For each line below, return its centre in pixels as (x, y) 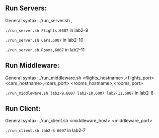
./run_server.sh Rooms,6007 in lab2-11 (45, 49)
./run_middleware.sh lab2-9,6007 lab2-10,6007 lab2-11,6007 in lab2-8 (79, 93)
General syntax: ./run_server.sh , (39, 20)
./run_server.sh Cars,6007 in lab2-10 (44, 40)
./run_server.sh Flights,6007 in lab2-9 (47, 30)
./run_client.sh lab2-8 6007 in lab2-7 (46, 130)
